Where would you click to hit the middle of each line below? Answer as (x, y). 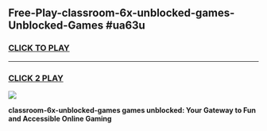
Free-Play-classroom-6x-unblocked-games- (122, 13)
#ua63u (126, 26)
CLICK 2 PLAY (36, 78)
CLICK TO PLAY (39, 48)
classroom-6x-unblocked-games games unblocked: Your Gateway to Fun (132, 110)
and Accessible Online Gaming (60, 118)
